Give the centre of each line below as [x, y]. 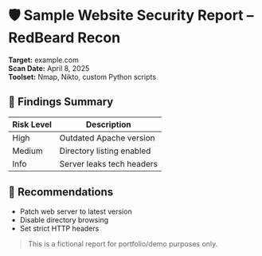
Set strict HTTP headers [59, 228]
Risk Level [32, 124]
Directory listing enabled [105, 151]
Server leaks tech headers [108, 163]
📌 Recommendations [61, 192]
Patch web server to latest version [76, 211]
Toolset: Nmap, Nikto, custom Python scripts [82, 77]
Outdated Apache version [107, 138]
